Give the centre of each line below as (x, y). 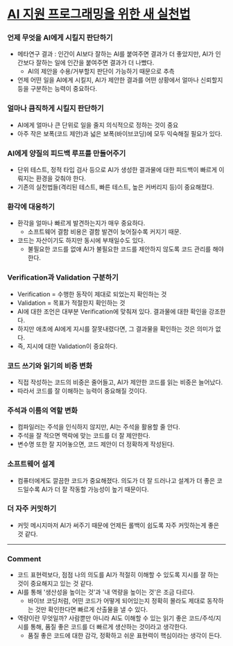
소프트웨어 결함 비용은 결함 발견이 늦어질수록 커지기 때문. (104, 232)
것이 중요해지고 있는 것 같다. (55, 584)
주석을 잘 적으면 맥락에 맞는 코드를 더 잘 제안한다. (84, 436)
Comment (24, 559)
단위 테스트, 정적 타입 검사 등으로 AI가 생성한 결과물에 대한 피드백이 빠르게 (117, 170)
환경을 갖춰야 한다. (61, 178)
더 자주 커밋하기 (32, 509)
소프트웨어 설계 (31, 464)
